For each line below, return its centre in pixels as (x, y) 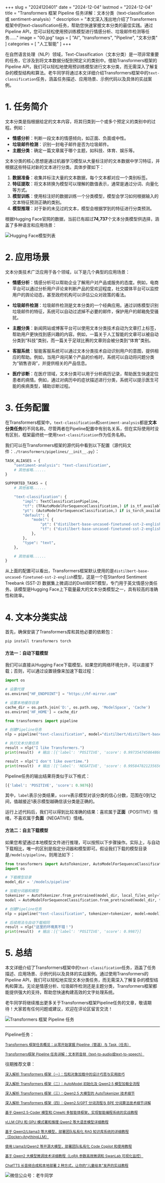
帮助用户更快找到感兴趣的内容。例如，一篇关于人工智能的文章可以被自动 (85, 334)
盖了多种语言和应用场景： (31, 225)
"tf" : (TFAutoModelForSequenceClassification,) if (76, 506)
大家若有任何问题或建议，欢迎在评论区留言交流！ (63, 1009)
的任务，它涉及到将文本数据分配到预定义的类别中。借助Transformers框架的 (81, 60)
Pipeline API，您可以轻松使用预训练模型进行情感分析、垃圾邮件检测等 (75, 31)
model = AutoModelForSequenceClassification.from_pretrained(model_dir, (81, 900)
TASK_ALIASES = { (23, 461)
